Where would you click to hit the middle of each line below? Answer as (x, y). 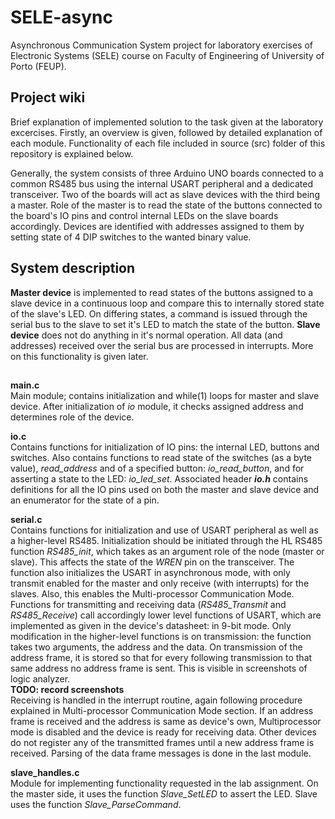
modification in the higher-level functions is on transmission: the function (161, 636)
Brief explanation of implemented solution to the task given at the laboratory (167, 122)
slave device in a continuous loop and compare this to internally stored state (167, 303)
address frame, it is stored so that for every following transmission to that (161, 657)
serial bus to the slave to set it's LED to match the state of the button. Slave (165, 324)
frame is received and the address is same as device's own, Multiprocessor (166, 721)
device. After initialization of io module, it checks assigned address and (157, 406)
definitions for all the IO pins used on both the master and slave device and (165, 489)
